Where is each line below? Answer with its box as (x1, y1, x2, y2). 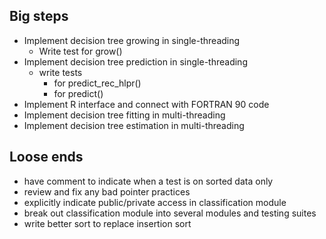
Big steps (9, 8, 69, 25)
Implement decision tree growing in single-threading (23, 34, 241, 46)
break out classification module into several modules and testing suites (23, 207, 317, 219)
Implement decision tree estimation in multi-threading (23, 119, 245, 131)
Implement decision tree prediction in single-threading (23, 55, 248, 68)
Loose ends (9, 149, 84, 166)
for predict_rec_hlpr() (53, 77, 142, 89)
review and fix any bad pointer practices (23, 185, 191, 198)
